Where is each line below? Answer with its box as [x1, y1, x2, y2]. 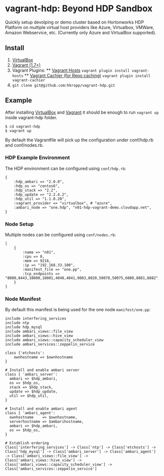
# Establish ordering [5, 441, 49, 446]
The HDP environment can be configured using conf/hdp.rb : [5, 165, 126, 171]
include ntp [5, 320, 29, 325]
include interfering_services [5, 316, 67, 321]
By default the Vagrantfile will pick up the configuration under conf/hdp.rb [5, 137, 154, 143]
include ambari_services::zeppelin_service [5, 342, 95, 347]
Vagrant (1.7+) [12, 62, 41, 68]
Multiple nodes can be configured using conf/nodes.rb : [5, 232, 116, 238]
